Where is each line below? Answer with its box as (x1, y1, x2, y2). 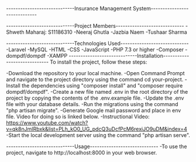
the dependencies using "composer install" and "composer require (21, 82, 183, 89)
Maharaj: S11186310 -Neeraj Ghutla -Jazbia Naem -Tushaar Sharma (25, 29, 187, 36)
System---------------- (132, 5, 189, 12)
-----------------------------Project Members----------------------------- (6, 23, 184, 29)
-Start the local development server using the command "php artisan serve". (6, 132, 190, 139)
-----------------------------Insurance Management (6, 5, 132, 12)
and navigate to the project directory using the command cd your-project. (6, 76, 184, 83)
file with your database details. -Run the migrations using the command (6, 101, 178, 107)
